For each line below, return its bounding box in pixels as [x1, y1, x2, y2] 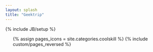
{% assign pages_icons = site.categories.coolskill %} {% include [12, 36, 148, 42]
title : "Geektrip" [5, 12, 44, 17]
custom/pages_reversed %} [12, 41, 71, 47]
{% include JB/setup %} [5, 26, 56, 32]
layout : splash [5, 7, 38, 13]
